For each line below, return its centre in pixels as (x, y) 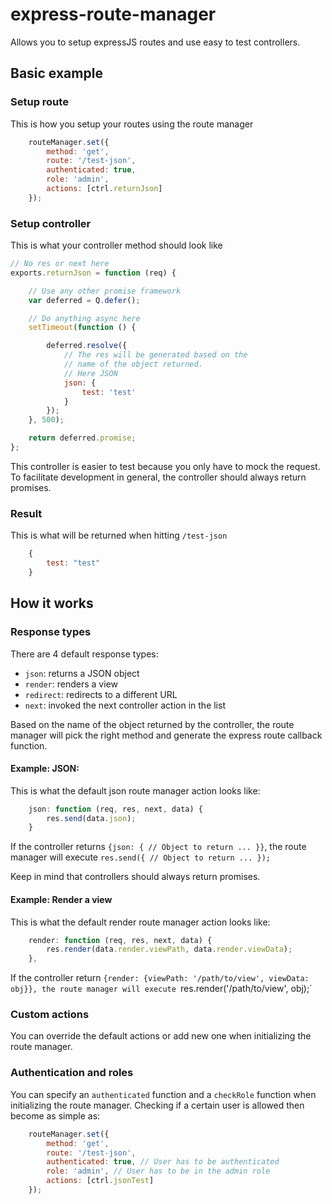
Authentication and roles (72, 1073)
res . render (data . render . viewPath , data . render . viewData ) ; (169, 949)
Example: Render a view (61, 899)
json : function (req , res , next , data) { (115, 809)
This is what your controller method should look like (116, 245)
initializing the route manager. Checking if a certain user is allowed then (157, 1105)
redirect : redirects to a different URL (101, 694)
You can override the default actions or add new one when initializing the (161, 1036)
